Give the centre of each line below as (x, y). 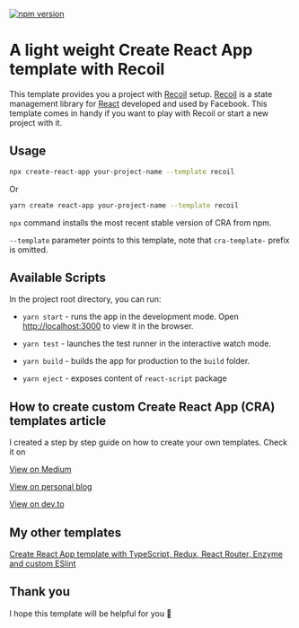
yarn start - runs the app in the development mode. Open (131, 317)
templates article (58, 421)
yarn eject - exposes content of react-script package (124, 378)
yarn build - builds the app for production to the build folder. (136, 361)
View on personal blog (51, 487)
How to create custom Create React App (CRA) (142, 407)
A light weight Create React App (131, 50)
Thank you (40, 592)
